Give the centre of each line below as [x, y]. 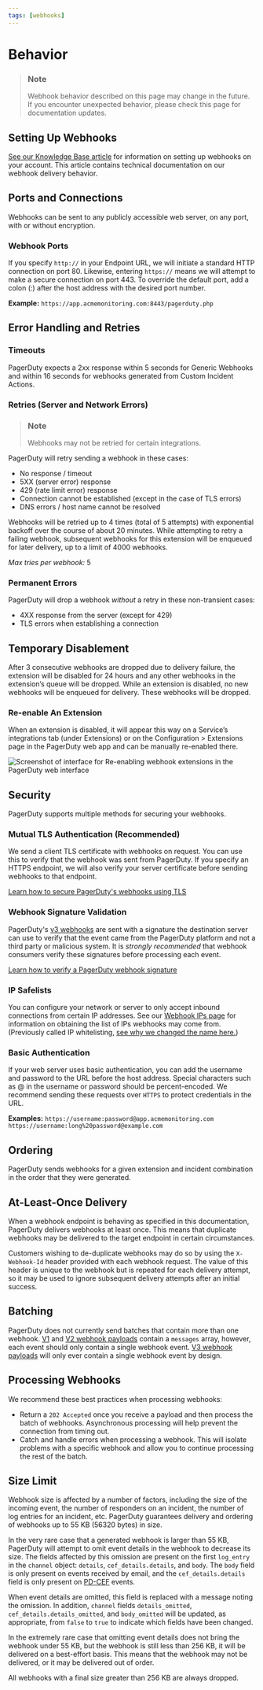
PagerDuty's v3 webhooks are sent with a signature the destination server [128, 929]
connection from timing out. [64, 1431]
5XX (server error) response [65, 482]
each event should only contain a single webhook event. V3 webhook [121, 1347]
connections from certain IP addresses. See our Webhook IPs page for [122, 1015]
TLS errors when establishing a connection [89, 623]
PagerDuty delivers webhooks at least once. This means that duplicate [122, 1230]
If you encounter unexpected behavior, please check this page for [134, 105]
